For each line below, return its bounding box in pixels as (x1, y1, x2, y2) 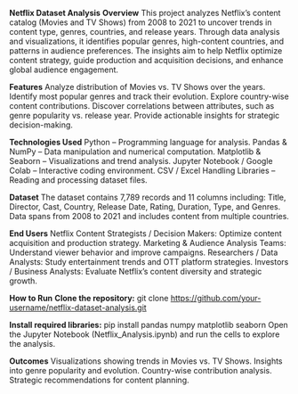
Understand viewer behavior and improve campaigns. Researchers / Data (9, 247, 278, 258)
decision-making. (9, 119, 74, 130)
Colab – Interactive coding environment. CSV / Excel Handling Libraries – (9, 165, 276, 176)
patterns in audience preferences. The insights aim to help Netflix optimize (9, 45, 283, 56)
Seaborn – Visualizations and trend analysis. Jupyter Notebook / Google (9, 156, 273, 166)
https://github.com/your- (170, 293, 262, 303)
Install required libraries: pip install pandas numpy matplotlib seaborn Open (9, 320, 289, 330)
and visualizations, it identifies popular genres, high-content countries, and (9, 36, 285, 46)
